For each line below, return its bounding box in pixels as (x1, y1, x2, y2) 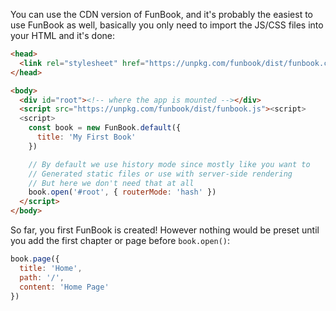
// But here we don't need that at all (28, 178, 195, 188)
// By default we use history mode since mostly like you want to (28, 159, 311, 169)
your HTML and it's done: (10, 30, 115, 41)
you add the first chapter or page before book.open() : (10, 235, 231, 246)
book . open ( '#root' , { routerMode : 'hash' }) (28, 187, 217, 198)
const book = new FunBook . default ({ (28, 123, 182, 133)
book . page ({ (10, 254, 60, 264)
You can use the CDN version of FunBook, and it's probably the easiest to (10, 9, 314, 20)
